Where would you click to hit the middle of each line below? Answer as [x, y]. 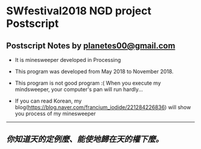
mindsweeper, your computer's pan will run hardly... [79, 89]
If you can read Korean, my [48, 101]
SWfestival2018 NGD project [79, 11]
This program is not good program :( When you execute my [88, 83]
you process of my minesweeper [55, 114]
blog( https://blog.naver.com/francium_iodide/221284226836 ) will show [103, 107]
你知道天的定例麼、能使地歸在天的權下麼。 [85, 139]
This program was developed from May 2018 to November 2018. [94, 72]
